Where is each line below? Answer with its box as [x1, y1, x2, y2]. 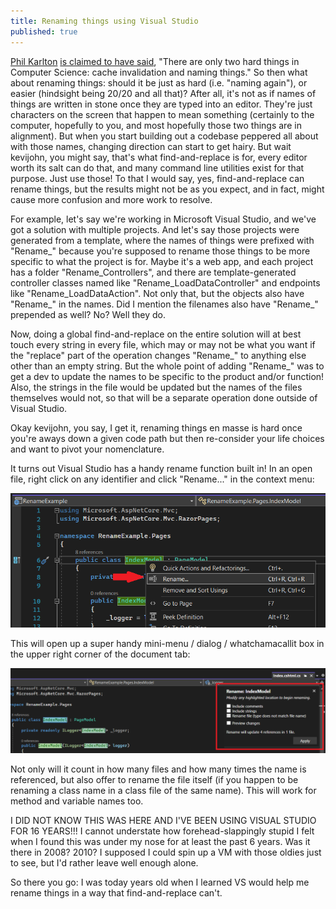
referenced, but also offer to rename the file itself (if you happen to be [10, 774, 299, 786]
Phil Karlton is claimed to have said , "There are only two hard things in [10, 55, 300, 67]
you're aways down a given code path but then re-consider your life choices [10, 432, 325, 444]
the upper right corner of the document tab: [10, 648, 191, 660]
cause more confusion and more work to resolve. [10, 193, 213, 205]
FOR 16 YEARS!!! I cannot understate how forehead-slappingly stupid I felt [10, 825, 315, 837]
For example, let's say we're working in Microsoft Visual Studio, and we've [10, 213, 317, 225]
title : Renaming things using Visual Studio [10, 16, 199, 26]
